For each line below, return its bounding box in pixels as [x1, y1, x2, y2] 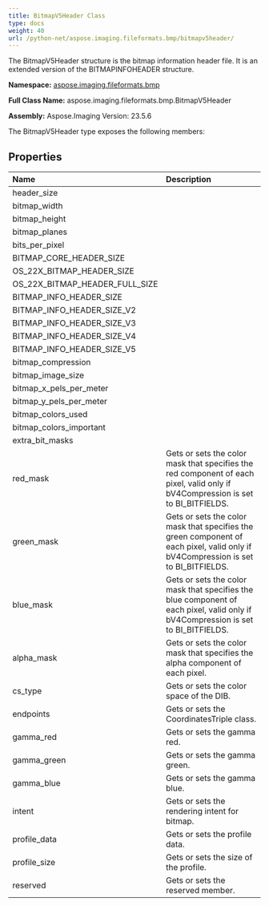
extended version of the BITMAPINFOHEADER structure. [8, 65, 195, 75]
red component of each [165, 468, 255, 479]
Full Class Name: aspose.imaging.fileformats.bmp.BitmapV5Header [8, 95, 232, 105]
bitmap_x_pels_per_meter [12, 382, 109, 394]
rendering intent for [165, 806, 239, 817]
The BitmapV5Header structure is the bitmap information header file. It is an [8, 56, 259, 66]
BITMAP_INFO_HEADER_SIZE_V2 [12, 305, 136, 316]
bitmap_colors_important [12, 422, 106, 433]
